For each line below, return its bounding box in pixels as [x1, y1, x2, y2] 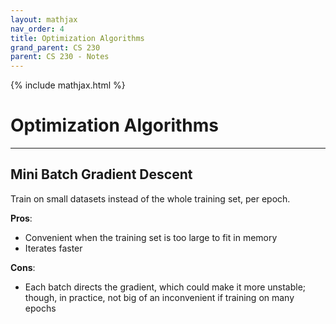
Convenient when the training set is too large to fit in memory [24, 231, 278, 243]
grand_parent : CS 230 [10, 42, 101, 53]
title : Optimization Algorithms [10, 33, 145, 43]
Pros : [10, 212, 33, 224]
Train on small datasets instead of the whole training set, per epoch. [10, 192, 291, 205]
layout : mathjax [10, 14, 78, 25]
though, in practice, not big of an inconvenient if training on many [24, 291, 295, 303]
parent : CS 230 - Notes [10, 52, 110, 62]
